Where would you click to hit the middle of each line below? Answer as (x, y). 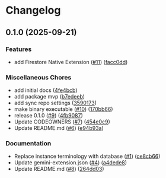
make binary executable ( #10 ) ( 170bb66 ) (63, 109)
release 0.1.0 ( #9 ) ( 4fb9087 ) (49, 116)
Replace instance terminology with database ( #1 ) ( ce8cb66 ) (87, 156)
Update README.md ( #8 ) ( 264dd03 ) (59, 169)
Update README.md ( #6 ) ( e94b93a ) (59, 128)
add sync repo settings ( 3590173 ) (55, 103)
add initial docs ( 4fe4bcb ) (46, 90)
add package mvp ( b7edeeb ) (50, 97)
